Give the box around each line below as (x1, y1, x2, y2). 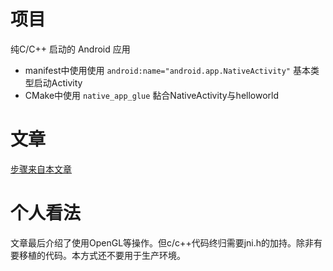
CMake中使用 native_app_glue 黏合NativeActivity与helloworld (24, 89, 280, 101)
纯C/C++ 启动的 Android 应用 (10, 43, 131, 55)
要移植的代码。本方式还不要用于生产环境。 (10, 249, 186, 261)
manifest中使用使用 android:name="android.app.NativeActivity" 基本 (24, 64, 311, 76)
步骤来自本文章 (10, 163, 72, 175)
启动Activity (33, 76, 83, 89)
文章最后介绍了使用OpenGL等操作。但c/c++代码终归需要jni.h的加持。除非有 (10, 236, 323, 249)
